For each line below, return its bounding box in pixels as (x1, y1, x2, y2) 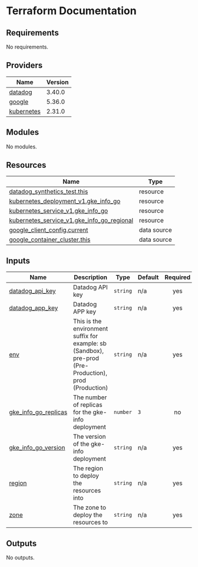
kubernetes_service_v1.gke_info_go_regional (9, 216, 134, 225)
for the (72, 408, 92, 416)
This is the (72, 317, 102, 326)
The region (72, 464, 103, 472)
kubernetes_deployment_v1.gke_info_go (9, 197, 121, 205)
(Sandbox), (72, 347, 104, 355)
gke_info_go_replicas (9, 408, 68, 416)
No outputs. (6, 554, 35, 561)
